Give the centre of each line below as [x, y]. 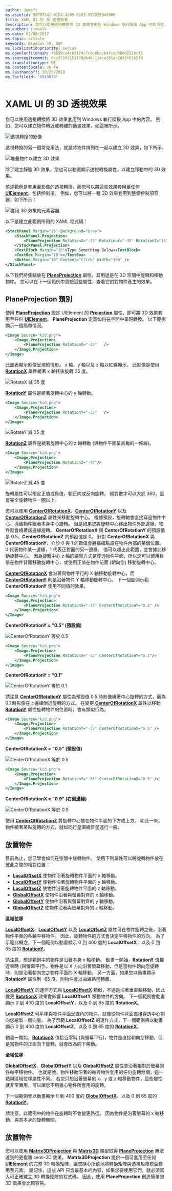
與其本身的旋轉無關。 [37, 1120]
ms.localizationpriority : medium [41, 48]
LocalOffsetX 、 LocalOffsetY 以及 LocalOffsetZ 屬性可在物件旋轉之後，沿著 [86, 930]
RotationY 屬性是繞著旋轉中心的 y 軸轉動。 [50, 393]
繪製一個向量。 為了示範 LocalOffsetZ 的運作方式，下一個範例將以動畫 [89, 1020]
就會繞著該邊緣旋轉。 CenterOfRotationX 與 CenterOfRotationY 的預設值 [87, 530]
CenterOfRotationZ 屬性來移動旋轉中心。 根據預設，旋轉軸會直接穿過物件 [83, 517]
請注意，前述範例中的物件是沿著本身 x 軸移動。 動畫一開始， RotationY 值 [82, 960]
